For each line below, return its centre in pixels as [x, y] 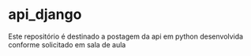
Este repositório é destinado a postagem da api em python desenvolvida [126, 36]
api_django [45, 15]
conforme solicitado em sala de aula [67, 44]
